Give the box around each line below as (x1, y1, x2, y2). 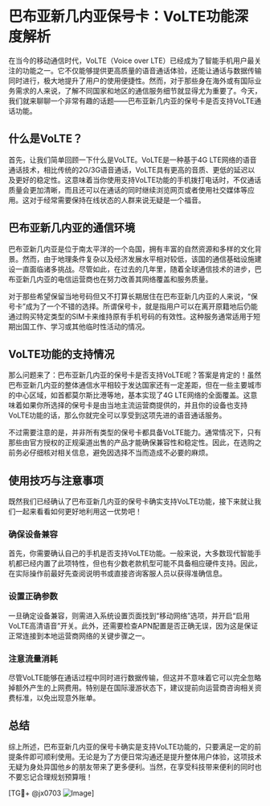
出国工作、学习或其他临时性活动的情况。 (14, 322, 149, 331)
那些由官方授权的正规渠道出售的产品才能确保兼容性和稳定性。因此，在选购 (8, 438, 255, 447)
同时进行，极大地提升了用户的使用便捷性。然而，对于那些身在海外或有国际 (8, 76, 255, 85)
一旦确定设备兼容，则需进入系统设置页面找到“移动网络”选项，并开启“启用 (8, 610, 251, 621)
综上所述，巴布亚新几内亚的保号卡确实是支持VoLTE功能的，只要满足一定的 (8, 742, 255, 751)
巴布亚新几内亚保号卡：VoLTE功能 (8, 7, 235, 26)
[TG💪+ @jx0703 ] (8, 787, 95, 798)
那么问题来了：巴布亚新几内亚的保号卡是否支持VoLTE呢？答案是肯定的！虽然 (8, 370, 262, 380)
